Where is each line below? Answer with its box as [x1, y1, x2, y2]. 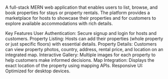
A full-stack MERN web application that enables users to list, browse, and [5, 5, 158, 10]
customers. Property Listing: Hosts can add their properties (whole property [5, 35, 163, 42]
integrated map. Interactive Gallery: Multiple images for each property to [5, 52, 156, 58]
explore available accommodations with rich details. [5, 20, 113, 26]
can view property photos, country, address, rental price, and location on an [5, 47, 163, 52]
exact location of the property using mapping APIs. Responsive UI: [5, 63, 143, 68]
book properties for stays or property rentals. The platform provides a [5, 10, 150, 16]
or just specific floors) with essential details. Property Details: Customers [5, 41, 157, 47]
